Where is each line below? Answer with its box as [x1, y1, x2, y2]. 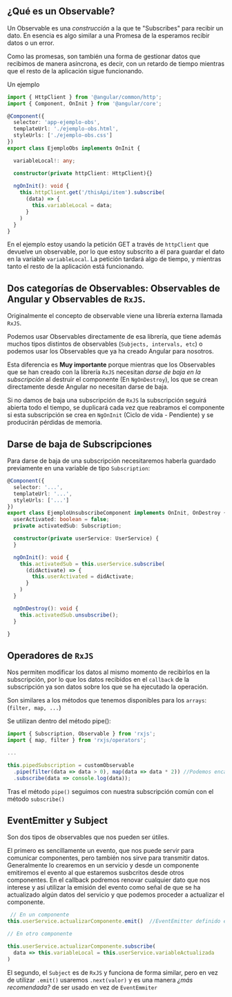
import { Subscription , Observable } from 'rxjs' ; [7, 730, 156, 737]
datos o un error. [7, 38, 55, 47]
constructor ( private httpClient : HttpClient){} [13, 170, 153, 177]
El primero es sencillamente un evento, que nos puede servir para [7, 847, 195, 855]
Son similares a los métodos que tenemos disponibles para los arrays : [7, 696, 207, 705]
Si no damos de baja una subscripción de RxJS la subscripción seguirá [7, 396, 207, 405]
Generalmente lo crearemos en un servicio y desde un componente [7, 861, 199, 870]
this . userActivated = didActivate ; [32, 573, 135, 581]
